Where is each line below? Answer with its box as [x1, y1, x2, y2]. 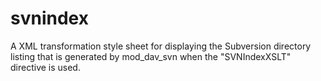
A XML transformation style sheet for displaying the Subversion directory [10, 40, 312, 52]
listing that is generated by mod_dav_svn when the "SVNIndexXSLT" [10, 50, 292, 62]
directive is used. [10, 61, 81, 73]
